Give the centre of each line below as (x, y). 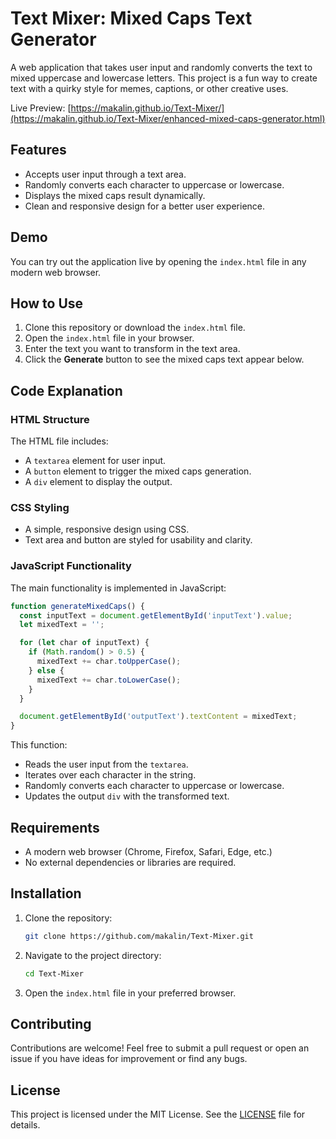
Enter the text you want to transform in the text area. (132, 349)
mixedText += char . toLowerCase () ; (109, 680)
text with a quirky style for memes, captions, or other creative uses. (149, 88)
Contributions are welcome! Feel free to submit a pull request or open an (160, 1048)
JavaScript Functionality (71, 566)
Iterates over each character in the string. (110, 775)
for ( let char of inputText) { (84, 643)
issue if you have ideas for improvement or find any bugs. (129, 1059)
